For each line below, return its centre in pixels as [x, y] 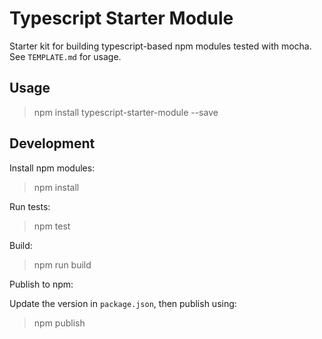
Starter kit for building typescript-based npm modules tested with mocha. [160, 46]
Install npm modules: [52, 168]
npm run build [62, 264]
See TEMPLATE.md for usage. [65, 56]
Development [52, 143]
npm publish [59, 323]
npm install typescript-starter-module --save [126, 112]
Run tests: [30, 206]
